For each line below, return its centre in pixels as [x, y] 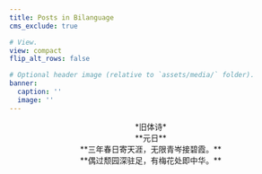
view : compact [36, 50]
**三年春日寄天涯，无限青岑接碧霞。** [151, 149]
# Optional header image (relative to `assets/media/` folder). [132, 75]
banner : [24, 83]
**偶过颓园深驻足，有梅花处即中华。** [151, 160]
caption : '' [40, 91]
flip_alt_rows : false [50, 59]
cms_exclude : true [44, 26]
